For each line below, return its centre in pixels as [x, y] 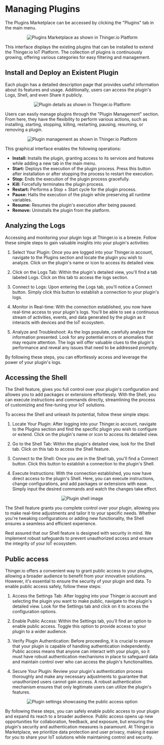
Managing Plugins [43, 9]
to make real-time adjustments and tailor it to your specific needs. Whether [81, 513]
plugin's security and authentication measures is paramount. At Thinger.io [80, 727]
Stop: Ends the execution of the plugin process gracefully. [71, 179]
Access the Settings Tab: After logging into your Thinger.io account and [84, 596]
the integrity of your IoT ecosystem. [41, 543]
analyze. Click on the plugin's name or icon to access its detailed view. [83, 262]
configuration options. [35, 612]
